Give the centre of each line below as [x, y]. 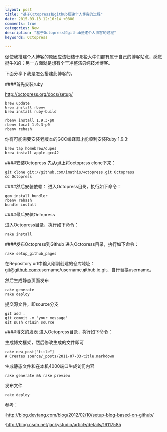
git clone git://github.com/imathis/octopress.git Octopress [70, 172]
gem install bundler [27, 196]
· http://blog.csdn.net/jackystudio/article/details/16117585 [63, 424]
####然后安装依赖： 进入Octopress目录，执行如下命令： [63, 186]
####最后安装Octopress [30, 214]
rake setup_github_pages [31, 254]
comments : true [21, 24]
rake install [19, 234]
